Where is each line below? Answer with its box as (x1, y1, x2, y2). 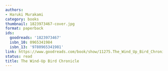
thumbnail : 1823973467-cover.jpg (5, 21, 75, 26)
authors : (5, 7, 23, 12)
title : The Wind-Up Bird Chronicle (5, 58, 79, 63)
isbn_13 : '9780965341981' (9, 44, 64, 49)
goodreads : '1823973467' (9, 35, 61, 40)
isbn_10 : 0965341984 (9, 40, 52, 45)
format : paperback (5, 26, 43, 31)
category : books (5, 16, 39, 21)
